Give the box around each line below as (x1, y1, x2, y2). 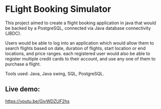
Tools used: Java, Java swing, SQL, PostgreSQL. (5, 70, 105, 76)
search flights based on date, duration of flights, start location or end (5, 45, 146, 51)
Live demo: (5, 85, 41, 94)
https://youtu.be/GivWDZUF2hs (5, 98, 70, 104)
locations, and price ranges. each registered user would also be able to (5, 51, 150, 56)
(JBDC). (5, 30, 21, 36)
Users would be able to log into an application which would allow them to (5, 40, 155, 46)
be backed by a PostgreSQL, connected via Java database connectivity (5, 25, 151, 31)
